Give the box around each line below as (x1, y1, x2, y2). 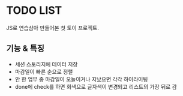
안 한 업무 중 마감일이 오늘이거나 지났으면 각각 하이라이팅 (14, 76, 148, 83)
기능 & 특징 (6, 43, 45, 54)
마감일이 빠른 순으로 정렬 (14, 68, 73, 75)
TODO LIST (6, 4, 62, 17)
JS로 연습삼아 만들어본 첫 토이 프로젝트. (6, 24, 99, 31)
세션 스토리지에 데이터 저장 (14, 61, 78, 68)
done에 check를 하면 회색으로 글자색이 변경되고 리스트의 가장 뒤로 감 (14, 83, 177, 90)
